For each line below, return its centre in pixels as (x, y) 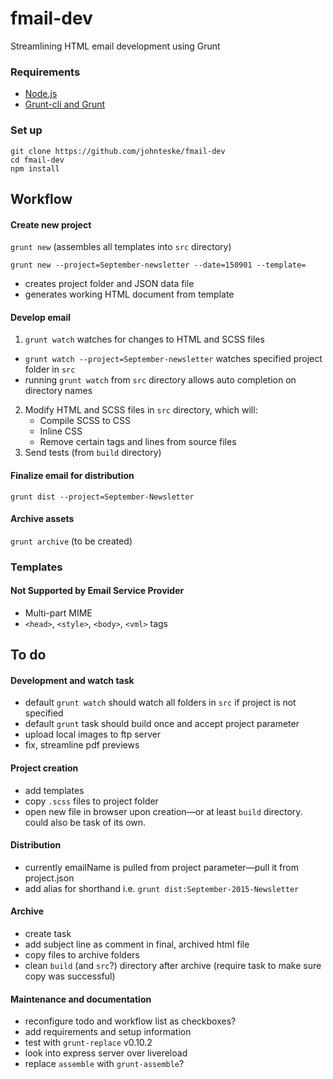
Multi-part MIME (58, 613)
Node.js (41, 94)
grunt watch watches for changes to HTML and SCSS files (144, 339)
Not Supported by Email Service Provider (97, 591)
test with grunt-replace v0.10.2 (88, 1043)
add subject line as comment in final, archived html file (137, 944)
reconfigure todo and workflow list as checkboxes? (130, 1021)
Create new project (51, 224)
